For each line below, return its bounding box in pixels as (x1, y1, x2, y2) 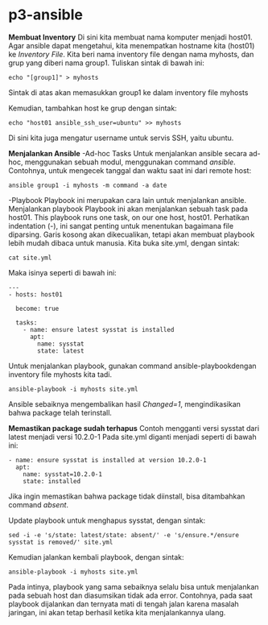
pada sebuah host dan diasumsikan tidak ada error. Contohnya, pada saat (8, 590, 253, 600)
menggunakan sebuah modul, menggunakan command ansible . (24, 157, 236, 167)
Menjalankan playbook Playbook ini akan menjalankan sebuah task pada (8, 204, 248, 213)
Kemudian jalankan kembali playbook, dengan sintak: (8, 552, 184, 561)
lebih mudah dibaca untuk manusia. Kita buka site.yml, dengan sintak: (8, 238, 240, 247)
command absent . (8, 499, 69, 509)
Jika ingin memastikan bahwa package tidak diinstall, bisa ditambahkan (8, 491, 245, 501)
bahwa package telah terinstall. (8, 408, 113, 417)
